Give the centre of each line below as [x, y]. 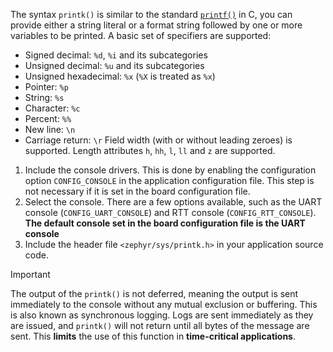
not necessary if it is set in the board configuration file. [137, 191]
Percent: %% [48, 118]
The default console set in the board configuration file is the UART [165, 223]
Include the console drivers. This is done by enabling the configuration [170, 170]
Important [30, 274]
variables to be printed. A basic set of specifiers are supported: [141, 35]
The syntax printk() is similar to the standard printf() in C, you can [151, 14]
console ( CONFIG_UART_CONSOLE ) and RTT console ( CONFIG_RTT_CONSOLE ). [170, 212]
